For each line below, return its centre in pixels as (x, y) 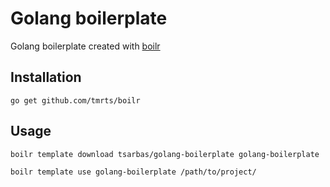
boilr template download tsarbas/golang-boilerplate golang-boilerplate (165, 154)
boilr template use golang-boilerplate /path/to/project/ (133, 172)
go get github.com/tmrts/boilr (75, 100)
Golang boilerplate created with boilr (85, 46)
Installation (46, 77)
